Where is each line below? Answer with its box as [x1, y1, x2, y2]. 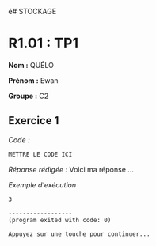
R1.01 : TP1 [8, 35, 79, 52]
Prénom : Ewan [8, 75, 59, 85]
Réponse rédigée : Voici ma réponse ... [8, 165, 135, 174]
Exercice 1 [8, 114, 59, 127]
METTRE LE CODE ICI [8, 150, 73, 158]
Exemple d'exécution [8, 180, 77, 189]
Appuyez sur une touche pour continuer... [8, 229, 150, 238]
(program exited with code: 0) [8, 216, 112, 224]
